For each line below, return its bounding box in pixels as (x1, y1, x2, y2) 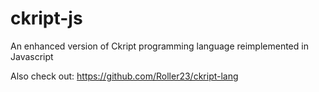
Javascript (10, 50, 54, 62)
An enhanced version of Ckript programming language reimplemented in (10, 40, 309, 52)
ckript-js (10, 7, 83, 30)
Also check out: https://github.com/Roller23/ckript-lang (10, 70, 239, 82)
